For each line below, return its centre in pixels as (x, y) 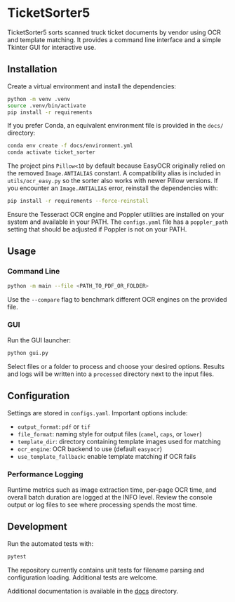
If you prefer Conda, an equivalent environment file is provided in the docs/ (115, 126)
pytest (17, 556)
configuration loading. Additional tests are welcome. (82, 577)
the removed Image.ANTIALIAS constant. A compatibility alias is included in (114, 173)
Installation (32, 69)
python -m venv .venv (39, 99)
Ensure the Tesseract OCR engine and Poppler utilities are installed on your (116, 214)
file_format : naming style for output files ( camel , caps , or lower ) (109, 434)
